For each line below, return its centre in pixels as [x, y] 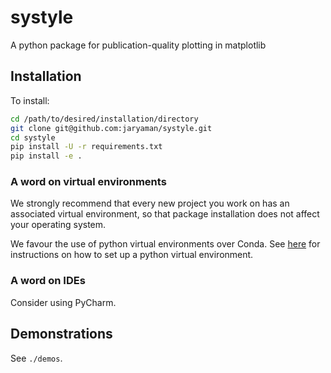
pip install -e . [46, 156]
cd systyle [33, 137]
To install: [30, 100]
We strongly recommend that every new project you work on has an [150, 203]
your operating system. [58, 225]
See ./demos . [36, 358]
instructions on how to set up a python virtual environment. [132, 255]
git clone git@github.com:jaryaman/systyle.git [111, 128]
